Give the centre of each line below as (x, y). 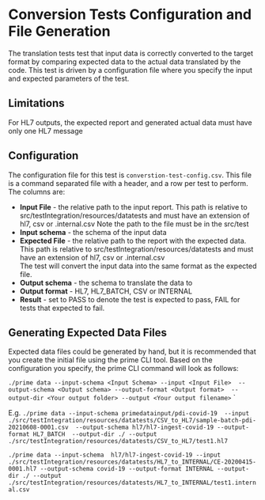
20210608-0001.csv (38, 428)
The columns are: (37, 191)
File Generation (59, 31)
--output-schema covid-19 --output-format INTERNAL (127, 469)
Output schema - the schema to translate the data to (106, 282)
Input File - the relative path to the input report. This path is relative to (133, 206)
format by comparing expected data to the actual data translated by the (125, 62)
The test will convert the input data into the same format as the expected (138, 266)
